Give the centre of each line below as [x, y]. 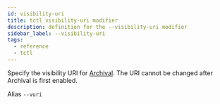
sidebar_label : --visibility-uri [56, 33]
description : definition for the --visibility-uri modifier [98, 27]
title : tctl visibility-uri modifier [63, 20]
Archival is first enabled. [42, 80]
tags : [15, 40]
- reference [31, 46]
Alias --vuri [25, 94]
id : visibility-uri [36, 14]
